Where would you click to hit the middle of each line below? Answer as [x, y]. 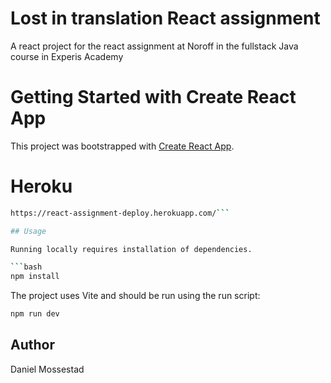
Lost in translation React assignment [165, 18]
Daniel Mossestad [47, 369]
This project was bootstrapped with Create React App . [122, 146]
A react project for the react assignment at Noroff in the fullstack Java [154, 46]
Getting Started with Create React [153, 97]
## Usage [28, 231]
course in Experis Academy [67, 56]
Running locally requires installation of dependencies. [131, 249]
